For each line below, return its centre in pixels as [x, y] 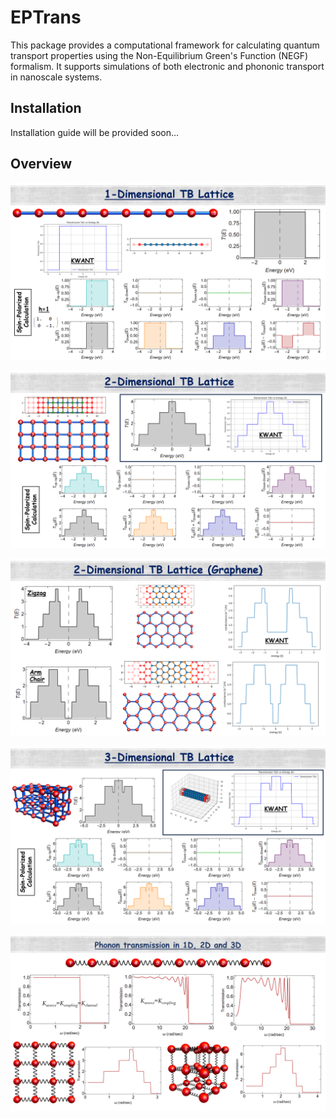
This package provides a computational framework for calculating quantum [165, 45]
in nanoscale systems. [56, 77]
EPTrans [46, 17]
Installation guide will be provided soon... [95, 132]
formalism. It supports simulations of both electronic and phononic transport [167, 66]
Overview [41, 164]
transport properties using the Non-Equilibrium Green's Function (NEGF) [159, 55]
